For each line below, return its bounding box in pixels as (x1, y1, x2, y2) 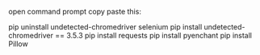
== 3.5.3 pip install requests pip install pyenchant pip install (55, 31, 253, 40)
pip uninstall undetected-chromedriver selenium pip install (8, 22, 203, 31)
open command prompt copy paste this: (8, 7, 141, 16)
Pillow (8, 39, 28, 49)
